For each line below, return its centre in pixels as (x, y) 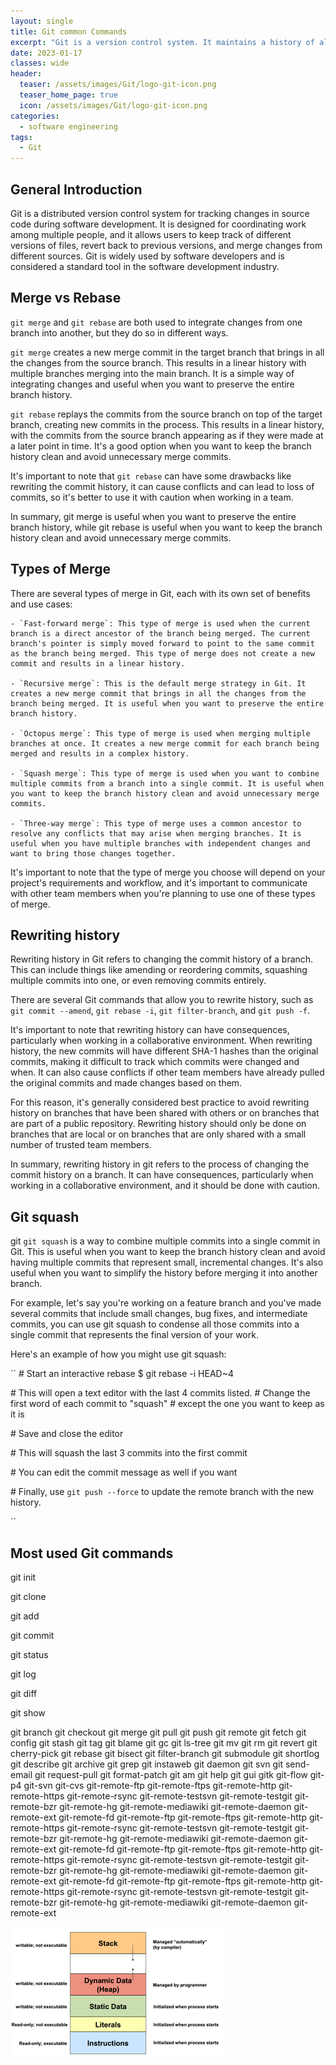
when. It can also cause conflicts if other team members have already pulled (167, 1072)
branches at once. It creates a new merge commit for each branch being (165, 743)
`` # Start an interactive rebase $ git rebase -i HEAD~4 (122, 1374)
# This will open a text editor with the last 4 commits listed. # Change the (160, 1393)
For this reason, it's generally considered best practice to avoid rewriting (160, 1102)
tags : (21, 137)
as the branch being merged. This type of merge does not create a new (162, 653)
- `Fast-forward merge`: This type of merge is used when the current (160, 623)
